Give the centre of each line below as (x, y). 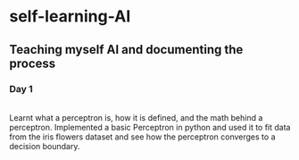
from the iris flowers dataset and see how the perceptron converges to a (142, 137)
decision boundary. (45, 146)
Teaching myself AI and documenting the (126, 50)
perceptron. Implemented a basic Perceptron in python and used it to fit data (150, 127)
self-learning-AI (70, 17)
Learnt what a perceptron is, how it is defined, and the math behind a (136, 117)
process (33, 63)
